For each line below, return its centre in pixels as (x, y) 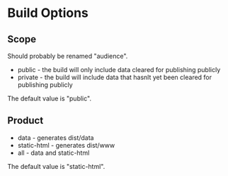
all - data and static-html (53, 153)
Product (25, 121)
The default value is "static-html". (56, 166)
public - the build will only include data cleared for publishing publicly (119, 70)
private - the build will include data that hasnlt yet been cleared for (115, 77)
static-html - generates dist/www (66, 145)
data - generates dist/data (56, 137)
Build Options (48, 13)
